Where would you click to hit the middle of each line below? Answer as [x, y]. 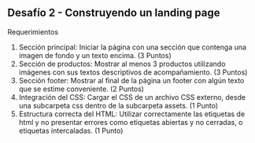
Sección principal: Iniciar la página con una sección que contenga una [133, 47]
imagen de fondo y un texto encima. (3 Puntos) [95, 55]
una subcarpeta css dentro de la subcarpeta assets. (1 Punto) [118, 105]
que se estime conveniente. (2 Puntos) [81, 89]
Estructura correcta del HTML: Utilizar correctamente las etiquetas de [132, 114]
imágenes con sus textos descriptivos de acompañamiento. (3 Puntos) [133, 72]
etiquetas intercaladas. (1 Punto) [71, 130]
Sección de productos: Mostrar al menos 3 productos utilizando [122, 64]
